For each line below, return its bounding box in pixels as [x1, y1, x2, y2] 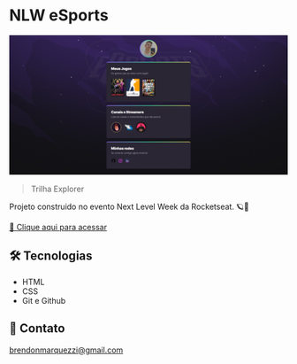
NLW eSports [9, 5, 109, 26]
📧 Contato [9, 321, 65, 337]
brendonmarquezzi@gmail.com [9, 345, 124, 355]
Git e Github [21, 295, 66, 306]
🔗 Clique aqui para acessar [9, 221, 108, 232]
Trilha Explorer [30, 183, 85, 194]
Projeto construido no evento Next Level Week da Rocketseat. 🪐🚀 [9, 201, 250, 212]
